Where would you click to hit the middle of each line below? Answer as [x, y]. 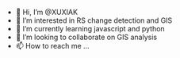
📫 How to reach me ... [52, 46]
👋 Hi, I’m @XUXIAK [46, 12]
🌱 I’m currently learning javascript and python [90, 29]
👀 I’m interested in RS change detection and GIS [94, 20]
